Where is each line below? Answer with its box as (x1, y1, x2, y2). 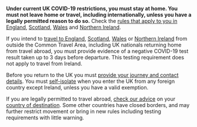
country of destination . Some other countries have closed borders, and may (6, 102, 190, 108)
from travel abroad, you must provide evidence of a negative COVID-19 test (6, 48, 189, 55)
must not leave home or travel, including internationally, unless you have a (6, 11, 192, 18)
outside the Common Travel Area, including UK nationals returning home (6, 41, 182, 48)
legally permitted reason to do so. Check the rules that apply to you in (6, 18, 178, 24)
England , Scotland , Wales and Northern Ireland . (6, 24, 122, 31)
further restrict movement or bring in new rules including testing (6, 108, 162, 115)
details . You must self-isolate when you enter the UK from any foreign (6, 78, 175, 85)
